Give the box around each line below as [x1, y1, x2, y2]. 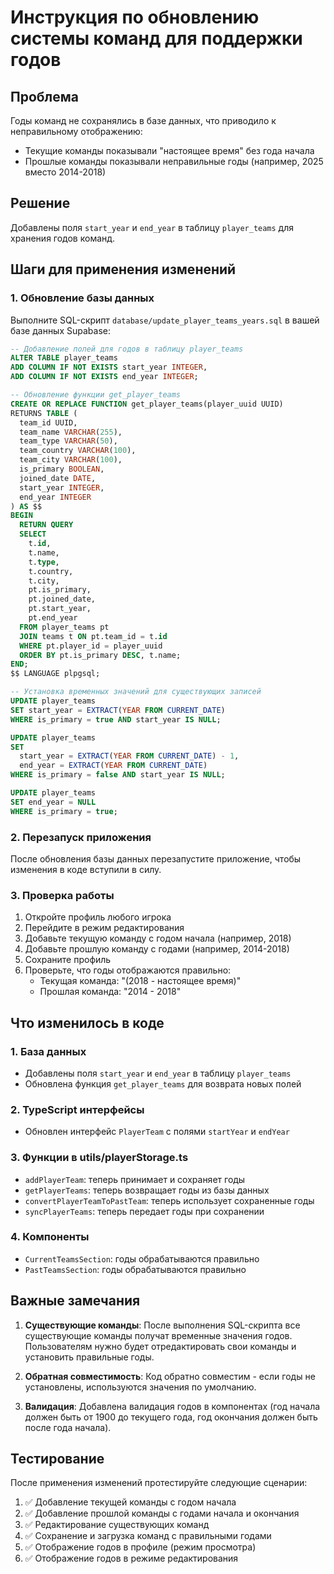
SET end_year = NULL [10, 797, 97, 807]
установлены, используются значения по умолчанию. [24, 1381, 257, 1393]
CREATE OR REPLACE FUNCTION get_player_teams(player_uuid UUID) [10, 399, 284, 409]
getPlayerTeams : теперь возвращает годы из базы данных [24, 1184, 270, 1196]
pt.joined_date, [28, 594, 97, 605]
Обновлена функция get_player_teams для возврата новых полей [24, 1077, 302, 1090]
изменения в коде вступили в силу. [10, 863, 162, 875]
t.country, [28, 566, 74, 576]
